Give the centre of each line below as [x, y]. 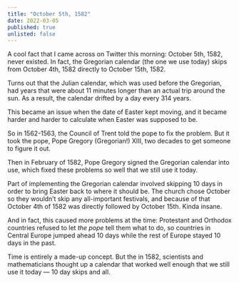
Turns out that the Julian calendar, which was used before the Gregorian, [115, 83]
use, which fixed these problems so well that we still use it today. [103, 170]
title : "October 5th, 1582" [49, 14]
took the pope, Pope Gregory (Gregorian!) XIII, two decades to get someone [119, 141]
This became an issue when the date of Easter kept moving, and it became [117, 112]
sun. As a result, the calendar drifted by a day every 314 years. [99, 98]
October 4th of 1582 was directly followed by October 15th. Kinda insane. [115, 207]
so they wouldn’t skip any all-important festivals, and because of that [109, 199]
